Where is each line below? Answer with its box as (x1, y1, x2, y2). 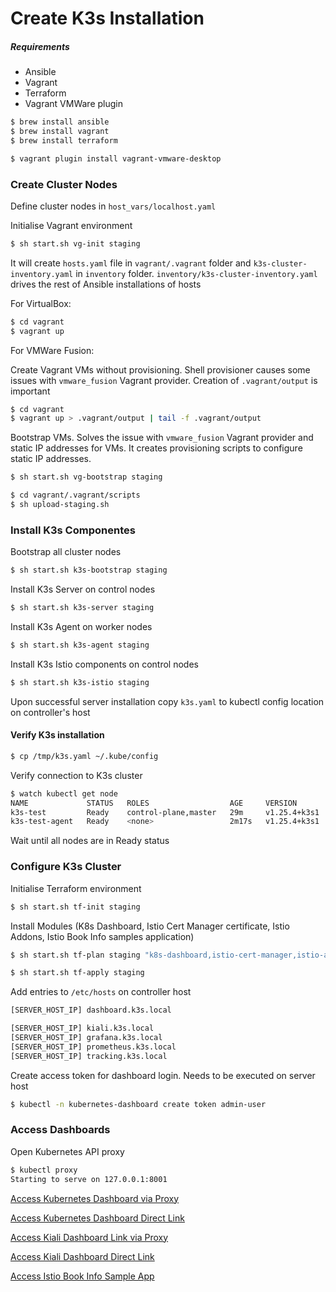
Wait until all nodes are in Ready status (10, 835, 170, 847)
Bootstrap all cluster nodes (10, 546, 122, 558)
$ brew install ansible (10, 117, 110, 127)
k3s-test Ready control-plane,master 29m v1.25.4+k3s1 (10, 807, 320, 817)
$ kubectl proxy (10, 1165, 78, 1175)
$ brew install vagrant (10, 127, 110, 137)
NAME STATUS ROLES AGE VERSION (10, 798, 298, 808)
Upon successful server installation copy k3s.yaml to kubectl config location (10, 695, 325, 707)
